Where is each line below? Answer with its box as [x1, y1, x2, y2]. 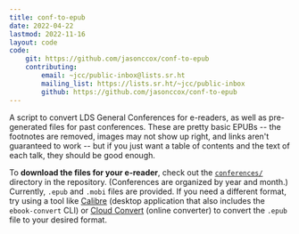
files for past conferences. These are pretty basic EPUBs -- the [48, 121, 281, 132]
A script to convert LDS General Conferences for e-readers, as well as [9, 112, 268, 123]
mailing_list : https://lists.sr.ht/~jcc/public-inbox [41, 79, 245, 88]
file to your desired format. [9, 214, 107, 225]
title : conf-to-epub [9, 12, 87, 22]
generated [9, 121, 47, 132]
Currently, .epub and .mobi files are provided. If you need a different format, [9, 186, 287, 197]
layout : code [9, 37, 58, 47]
